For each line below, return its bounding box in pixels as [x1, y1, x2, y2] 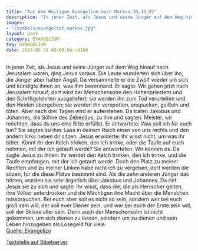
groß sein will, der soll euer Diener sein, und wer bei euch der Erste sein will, [6, 202, 192, 209]
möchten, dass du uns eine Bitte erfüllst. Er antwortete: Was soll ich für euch [6, 120, 192, 127]
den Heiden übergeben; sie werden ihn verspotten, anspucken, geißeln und [6, 101, 190, 108]
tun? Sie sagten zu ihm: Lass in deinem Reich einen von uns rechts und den [6, 126, 190, 133]
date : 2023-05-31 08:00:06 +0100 [6, 47, 88, 53]
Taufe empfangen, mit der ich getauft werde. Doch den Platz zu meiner [6, 157, 179, 165]
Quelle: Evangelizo [6, 227, 51, 234]
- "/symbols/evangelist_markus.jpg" [6, 25, 96, 31]
